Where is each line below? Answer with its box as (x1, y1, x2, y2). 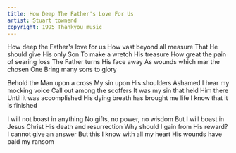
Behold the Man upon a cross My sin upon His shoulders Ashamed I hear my (7, 79, 230, 87)
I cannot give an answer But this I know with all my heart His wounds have (7, 130, 223, 138)
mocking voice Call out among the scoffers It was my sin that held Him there (7, 86, 229, 95)
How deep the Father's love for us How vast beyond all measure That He (7, 43, 218, 51)
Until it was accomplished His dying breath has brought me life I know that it (7, 94, 228, 102)
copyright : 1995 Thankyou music (7, 23, 102, 30)
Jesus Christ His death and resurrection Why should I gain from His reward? (7, 123, 228, 131)
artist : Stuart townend (7, 17, 77, 24)
